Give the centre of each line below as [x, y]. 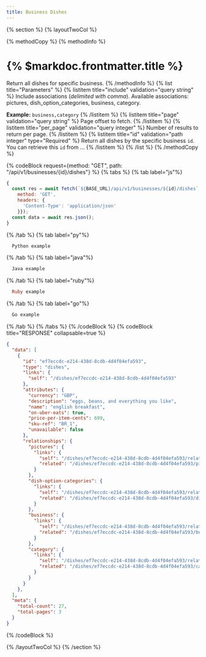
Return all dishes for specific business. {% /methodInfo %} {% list [90, 83]
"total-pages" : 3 [40, 612]
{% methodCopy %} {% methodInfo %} [56, 41]
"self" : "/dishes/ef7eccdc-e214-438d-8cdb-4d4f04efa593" [102, 378]
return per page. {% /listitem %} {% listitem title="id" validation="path [94, 134]
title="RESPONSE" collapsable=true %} [56, 333]
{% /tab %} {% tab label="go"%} [48, 303]
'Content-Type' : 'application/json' [69, 206]
